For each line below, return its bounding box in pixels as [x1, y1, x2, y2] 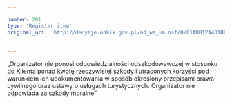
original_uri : [7, 29, 48, 36]
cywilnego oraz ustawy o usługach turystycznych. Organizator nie [7, 82, 195, 90]
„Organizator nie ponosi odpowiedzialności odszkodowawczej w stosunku [7, 60, 218, 68]
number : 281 [7, 16, 41, 23]
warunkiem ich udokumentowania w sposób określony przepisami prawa [7, 74, 215, 83]
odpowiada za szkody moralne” [7, 89, 97, 97]
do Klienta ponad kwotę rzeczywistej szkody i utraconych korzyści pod [7, 67, 209, 76]
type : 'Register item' [7, 22, 72, 30]
